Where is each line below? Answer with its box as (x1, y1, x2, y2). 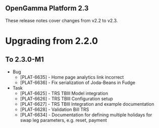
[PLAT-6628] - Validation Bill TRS (20, 106, 89, 112)
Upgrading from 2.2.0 (5, 35, 98, 47)
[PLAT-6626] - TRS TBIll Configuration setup (20, 96, 114, 102)
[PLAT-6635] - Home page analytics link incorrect (20, 74, 124, 80)
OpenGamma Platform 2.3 (5, 4, 89, 13)
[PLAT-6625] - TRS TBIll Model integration (20, 90, 109, 96)
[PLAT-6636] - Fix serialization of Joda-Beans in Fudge (20, 79, 135, 86)
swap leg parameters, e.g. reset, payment (20, 117, 107, 123)
